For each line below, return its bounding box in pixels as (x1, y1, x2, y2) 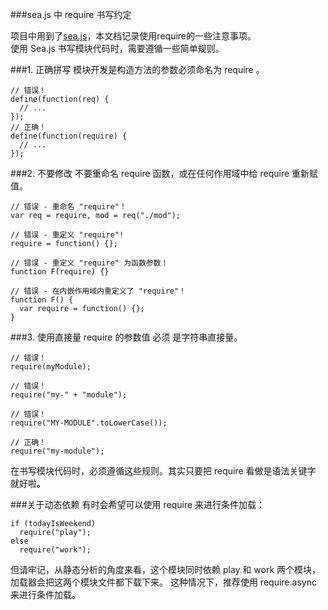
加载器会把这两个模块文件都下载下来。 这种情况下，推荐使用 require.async (10, 576, 317, 588)
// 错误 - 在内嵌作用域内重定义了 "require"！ (10, 286, 187, 296)
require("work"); (19, 545, 92, 555)
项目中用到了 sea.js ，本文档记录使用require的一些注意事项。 (10, 30, 257, 42)
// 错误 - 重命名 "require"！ (10, 202, 127, 212)
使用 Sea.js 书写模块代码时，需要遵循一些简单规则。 (10, 43, 225, 54)
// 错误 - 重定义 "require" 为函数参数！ (10, 258, 169, 268)
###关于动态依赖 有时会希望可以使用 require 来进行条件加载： (10, 499, 266, 510)
